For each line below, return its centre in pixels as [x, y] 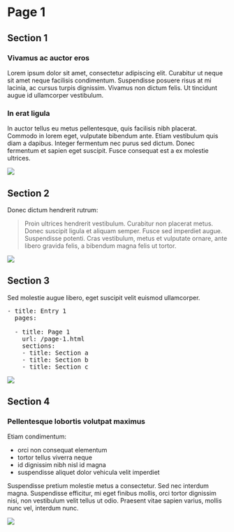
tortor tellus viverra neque [55, 457]
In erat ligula [29, 113]
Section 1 [27, 38]
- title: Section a [55, 353]
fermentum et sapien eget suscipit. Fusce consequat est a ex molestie [108, 151]
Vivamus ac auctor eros [48, 58]
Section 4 [29, 402]
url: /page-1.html [53, 339]
